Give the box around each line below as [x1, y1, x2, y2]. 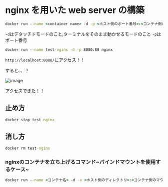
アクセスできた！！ [5, 88, 45, 94]
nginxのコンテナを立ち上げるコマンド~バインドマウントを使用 [5, 158, 156, 165]
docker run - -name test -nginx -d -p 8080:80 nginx [5, 47, 113, 52]
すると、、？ [5, 67, 29, 73]
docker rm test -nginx [5, 146, 50, 151]
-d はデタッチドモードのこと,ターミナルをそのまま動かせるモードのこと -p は [5, 31, 161, 37]
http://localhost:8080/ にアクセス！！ [5, 57, 85, 63]
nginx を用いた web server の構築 [5, 4, 145, 16]
